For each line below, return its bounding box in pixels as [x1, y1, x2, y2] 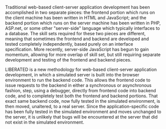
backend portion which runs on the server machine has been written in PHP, [5, 20, 161, 26]
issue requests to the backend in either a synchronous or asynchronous [5, 82, 152, 88]
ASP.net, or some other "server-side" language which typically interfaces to [5, 25, 160, 31]
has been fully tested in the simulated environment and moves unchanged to [5, 109, 162, 115]
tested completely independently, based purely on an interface [5, 41, 133, 47]
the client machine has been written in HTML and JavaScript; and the [5, 15, 147, 20]
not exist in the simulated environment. [5, 119, 84, 125]
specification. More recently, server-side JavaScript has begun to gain [5, 47, 149, 52]
